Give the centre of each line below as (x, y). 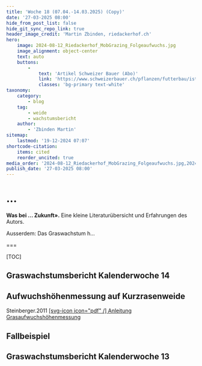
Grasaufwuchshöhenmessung (44, 317)
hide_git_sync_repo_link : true (45, 29)
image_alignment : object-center (57, 51)
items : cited (33, 152)
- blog (36, 101)
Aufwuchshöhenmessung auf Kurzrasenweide (96, 296)
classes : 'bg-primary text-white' (81, 85)
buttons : (28, 62)
